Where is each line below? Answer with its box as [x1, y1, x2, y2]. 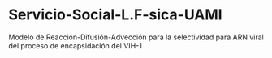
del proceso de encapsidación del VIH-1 [8, 40, 142, 50]
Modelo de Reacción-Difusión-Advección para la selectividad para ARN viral [8, 32, 264, 42]
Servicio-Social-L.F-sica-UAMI [8, 6, 222, 24]
